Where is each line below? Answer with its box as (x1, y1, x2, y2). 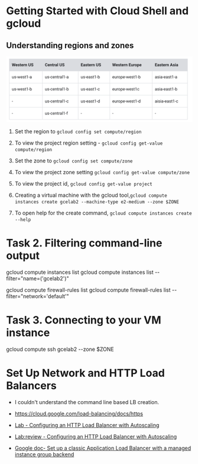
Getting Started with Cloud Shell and (6, 4, 189, 18)
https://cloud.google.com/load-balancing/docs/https (14, 410, 144, 417)
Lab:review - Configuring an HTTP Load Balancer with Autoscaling (14, 433, 177, 440)
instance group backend (14, 451, 74, 457)
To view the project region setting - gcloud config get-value (14, 139, 163, 146)
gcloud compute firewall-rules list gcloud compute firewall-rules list (6, 286, 171, 294)
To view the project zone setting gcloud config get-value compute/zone (14, 169, 190, 176)
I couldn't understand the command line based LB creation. (14, 399, 160, 405)
